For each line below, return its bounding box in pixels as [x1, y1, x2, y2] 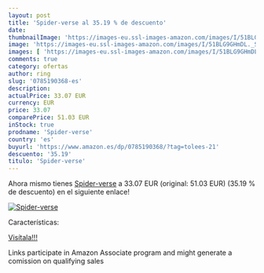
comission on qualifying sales [8, 257, 104, 266]
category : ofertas [8, 63, 68, 71]
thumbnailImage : [8, 33, 61, 42]
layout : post [8, 11, 51, 20]
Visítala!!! [8, 233, 38, 242]
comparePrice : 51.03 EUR [8, 114, 90, 122]
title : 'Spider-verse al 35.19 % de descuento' [8, 19, 167, 27]
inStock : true [8, 121, 55, 129]
